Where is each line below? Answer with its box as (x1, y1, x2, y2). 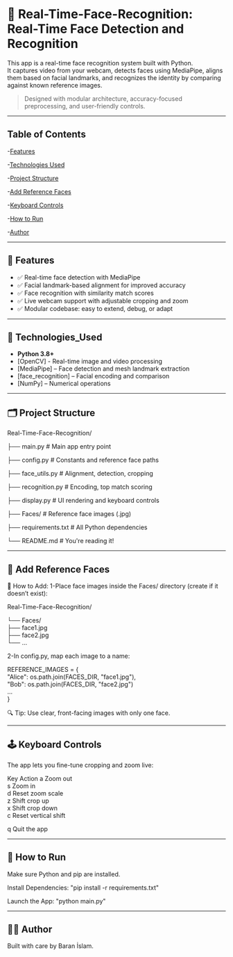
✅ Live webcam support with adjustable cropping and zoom (17, 296, 189, 305)
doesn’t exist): (7, 589, 48, 597)
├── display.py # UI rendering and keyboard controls (7, 497, 159, 505)
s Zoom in (7, 782, 36, 790)
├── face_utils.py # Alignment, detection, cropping (7, 469, 154, 478)
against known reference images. (7, 81, 103, 89)
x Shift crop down (7, 803, 58, 812)
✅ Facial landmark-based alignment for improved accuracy (17, 281, 186, 289)
